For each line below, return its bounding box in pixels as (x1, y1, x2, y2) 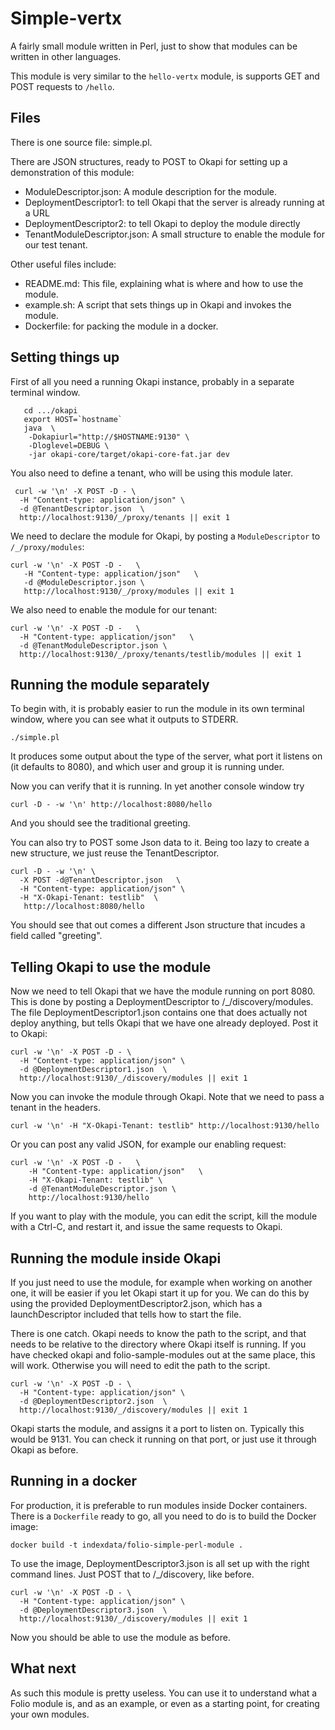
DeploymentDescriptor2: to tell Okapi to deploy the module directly (24, 217, 301, 229)
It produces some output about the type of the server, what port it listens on (10, 750, 323, 762)
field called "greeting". (10, 930, 103, 942)
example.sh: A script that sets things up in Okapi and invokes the (24, 298, 292, 311)
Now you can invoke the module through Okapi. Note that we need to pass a (10, 1091, 325, 1103)
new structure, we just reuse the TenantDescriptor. (10, 847, 220, 859)
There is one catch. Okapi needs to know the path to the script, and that (10, 1328, 307, 1339)
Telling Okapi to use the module (10, 958, 212, 976)
